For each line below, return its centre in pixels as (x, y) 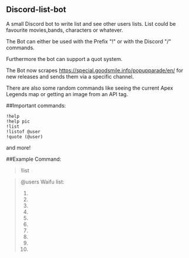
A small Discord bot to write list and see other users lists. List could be (91, 23)
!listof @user (23, 131)
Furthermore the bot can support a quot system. (64, 59)
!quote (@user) (25, 137)
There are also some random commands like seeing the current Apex (90, 88)
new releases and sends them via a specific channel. (70, 76)
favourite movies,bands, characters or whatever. (65, 30)
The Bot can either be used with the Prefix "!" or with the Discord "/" (89, 41)
